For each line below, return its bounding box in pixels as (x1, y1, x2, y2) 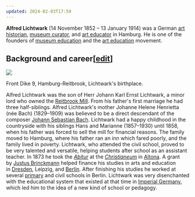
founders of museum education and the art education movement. (6, 37, 163, 44)
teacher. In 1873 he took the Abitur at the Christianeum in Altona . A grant (6, 153, 180, 160)
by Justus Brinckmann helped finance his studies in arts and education (6, 160, 176, 167)
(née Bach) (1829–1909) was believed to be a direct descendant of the (6, 110, 175, 117)
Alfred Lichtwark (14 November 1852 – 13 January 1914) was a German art (6, 24, 185, 31)
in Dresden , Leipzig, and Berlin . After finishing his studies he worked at (6, 166, 176, 173)
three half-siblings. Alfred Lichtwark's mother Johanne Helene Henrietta (6, 104, 179, 111)
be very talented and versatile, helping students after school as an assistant (6, 147, 187, 154)
